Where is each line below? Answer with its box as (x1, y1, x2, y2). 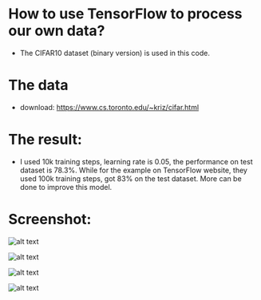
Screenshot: (8, 211, 92, 228)
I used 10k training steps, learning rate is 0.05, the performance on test (19, 156, 253, 166)
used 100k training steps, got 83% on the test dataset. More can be (19, 173, 242, 184)
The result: (8, 131, 82, 148)
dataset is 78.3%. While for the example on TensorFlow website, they (19, 165, 247, 175)
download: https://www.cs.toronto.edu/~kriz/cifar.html (19, 102, 200, 112)
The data (8, 77, 69, 94)
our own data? (8, 22, 105, 40)
